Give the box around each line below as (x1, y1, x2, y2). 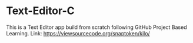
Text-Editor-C (6, 4, 75, 18)
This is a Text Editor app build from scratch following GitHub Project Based (6, 24, 187, 31)
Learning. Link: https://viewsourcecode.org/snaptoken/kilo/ (6, 29, 150, 37)
